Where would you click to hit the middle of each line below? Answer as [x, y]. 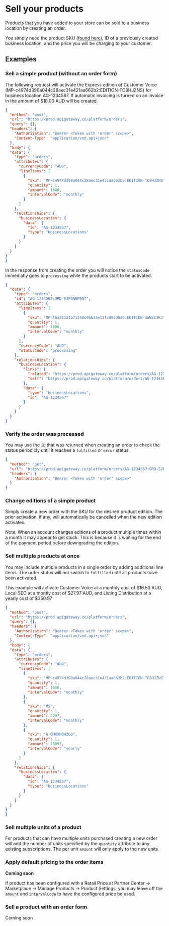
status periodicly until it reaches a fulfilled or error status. [67, 450]
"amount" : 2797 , [45, 716]
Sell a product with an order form [46, 907]
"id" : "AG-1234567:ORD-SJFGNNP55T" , [53, 299]
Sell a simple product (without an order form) [61, 74]
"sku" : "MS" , [41, 706]
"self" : [35, 379]
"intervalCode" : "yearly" [55, 749]
